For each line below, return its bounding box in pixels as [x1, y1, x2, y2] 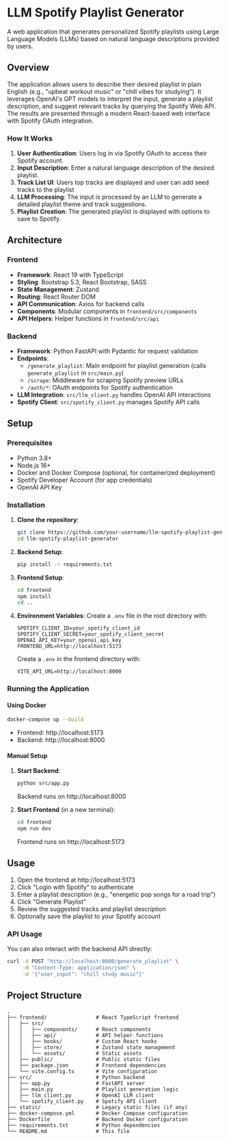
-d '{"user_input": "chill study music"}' [22, 971, 146, 978]
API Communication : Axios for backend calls [16, 299, 145, 308]
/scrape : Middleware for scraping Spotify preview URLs [27, 376, 183, 384]
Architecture [7, 234, 63, 246]
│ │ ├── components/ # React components [7, 1026, 152, 1032]
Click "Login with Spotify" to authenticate [16, 882, 134, 891]
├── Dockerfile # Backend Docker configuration [7, 1115, 188, 1123]
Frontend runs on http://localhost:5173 [16, 838, 125, 846]
